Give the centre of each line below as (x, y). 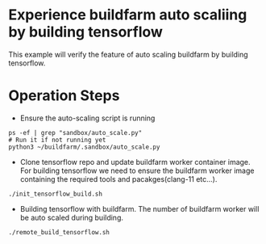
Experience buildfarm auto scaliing (128, 15)
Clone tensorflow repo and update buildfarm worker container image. (135, 162)
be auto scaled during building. (71, 217)
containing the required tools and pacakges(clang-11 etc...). (118, 179)
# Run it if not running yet (57, 140)
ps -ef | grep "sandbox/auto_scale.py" (75, 133)
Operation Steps (64, 96)
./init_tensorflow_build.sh (56, 194)
